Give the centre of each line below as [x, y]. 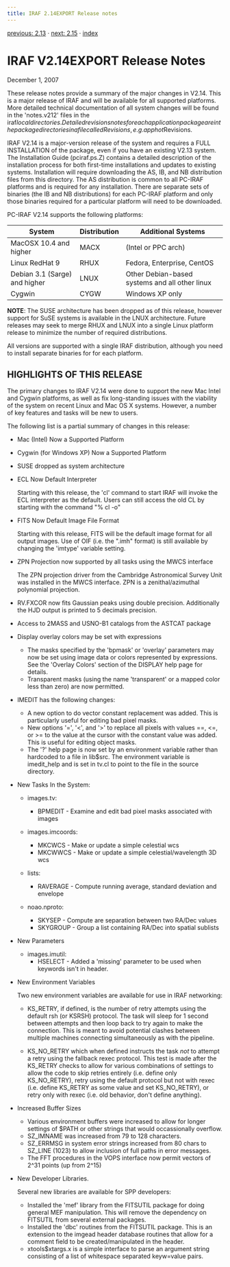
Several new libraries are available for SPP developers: [94, 1192]
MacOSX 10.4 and [40, 243]
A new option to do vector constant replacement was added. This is [123, 713]
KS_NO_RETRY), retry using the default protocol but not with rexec [121, 1080]
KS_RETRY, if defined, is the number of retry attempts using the [117, 1009]
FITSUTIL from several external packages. [87, 1220]
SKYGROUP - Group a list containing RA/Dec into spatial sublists [128, 928]
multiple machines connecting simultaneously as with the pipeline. [121, 1038]
